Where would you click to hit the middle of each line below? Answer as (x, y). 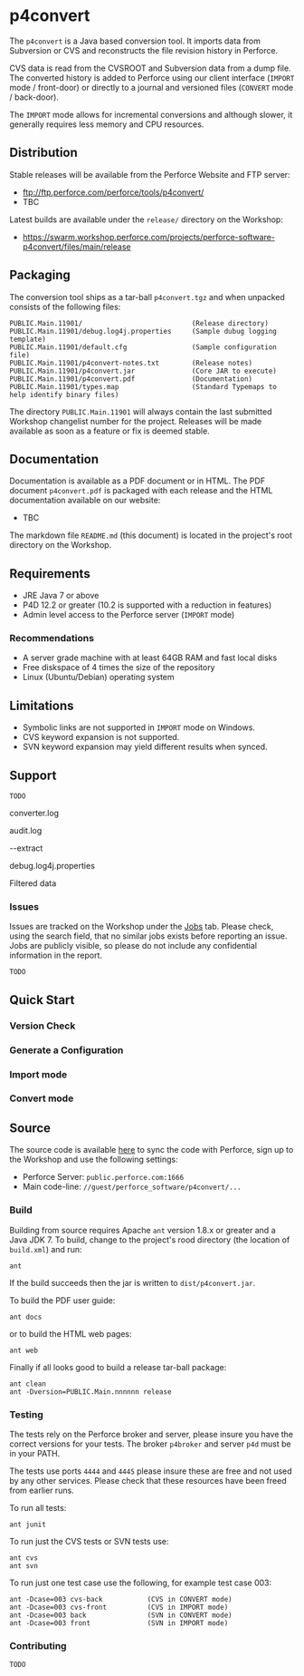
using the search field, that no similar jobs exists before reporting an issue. (148, 936)
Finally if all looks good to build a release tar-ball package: (118, 1367)
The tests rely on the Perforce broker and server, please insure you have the (152, 1434)
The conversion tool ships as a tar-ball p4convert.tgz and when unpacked (147, 297)
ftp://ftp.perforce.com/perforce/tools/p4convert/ (113, 192)
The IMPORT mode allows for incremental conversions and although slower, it (151, 114)
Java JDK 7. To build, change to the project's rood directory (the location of (150, 1240)
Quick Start (42, 1000)
